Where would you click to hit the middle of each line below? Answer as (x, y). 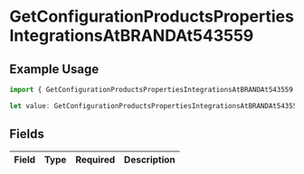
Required (95, 160)
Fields (27, 134)
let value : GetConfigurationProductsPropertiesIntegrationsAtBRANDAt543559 (155, 105)
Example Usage (54, 69)
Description (150, 160)
